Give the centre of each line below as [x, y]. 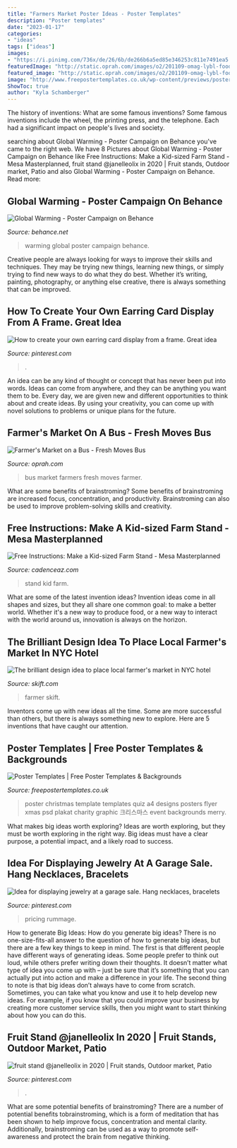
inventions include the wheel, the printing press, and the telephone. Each [113, 120]
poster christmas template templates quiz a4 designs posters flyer [121, 804]
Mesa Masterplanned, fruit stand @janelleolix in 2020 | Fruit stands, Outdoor [119, 164]
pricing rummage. [50, 918]
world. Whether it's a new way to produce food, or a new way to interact [112, 613]
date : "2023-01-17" [36, 27]
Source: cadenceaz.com [43, 570]
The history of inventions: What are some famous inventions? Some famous [117, 113]
